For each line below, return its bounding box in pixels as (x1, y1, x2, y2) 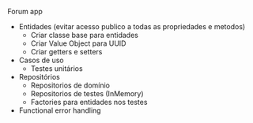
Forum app (7, 7, 43, 16)
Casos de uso (18, 55, 64, 65)
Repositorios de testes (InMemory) (30, 89, 144, 98)
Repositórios (18, 73, 60, 81)
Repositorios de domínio (30, 80, 111, 90)
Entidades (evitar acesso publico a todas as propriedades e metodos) (18, 22, 246, 31)
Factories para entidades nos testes (30, 98, 148, 106)
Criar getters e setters (30, 47, 103, 56)
